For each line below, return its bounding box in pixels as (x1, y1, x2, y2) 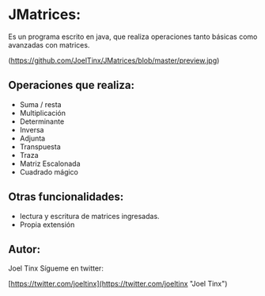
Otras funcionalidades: (8, 190, 124, 204)
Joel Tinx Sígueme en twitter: (8, 263, 104, 273)
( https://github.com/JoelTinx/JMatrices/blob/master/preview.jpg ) (8, 56, 220, 65)
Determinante (19, 117, 65, 126)
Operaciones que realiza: (8, 79, 134, 92)
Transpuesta (19, 141, 61, 152)
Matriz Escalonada (19, 159, 81, 168)
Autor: (8, 242, 41, 256)
